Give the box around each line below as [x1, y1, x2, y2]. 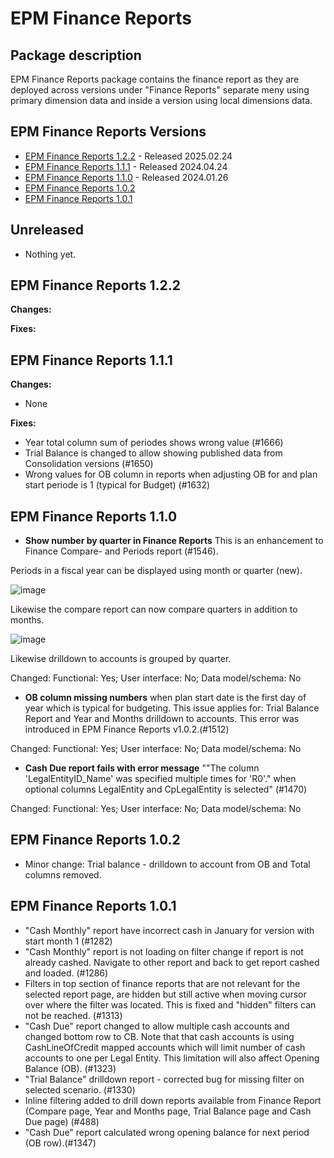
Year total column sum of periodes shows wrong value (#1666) [24, 437, 284, 449]
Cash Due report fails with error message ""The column [24, 762, 260, 774]
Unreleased [10, 222, 85, 239]
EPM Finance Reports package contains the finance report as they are [10, 73, 300, 85]
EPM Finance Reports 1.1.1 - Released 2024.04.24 [24, 160, 228, 172]
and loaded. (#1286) [24, 967, 109, 979]
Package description [10, 47, 142, 64]
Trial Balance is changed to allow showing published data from [24, 447, 283, 459]
